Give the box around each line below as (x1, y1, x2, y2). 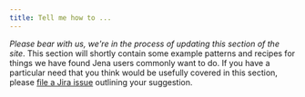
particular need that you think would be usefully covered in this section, (9, 67, 278, 78)
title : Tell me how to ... (9, 13, 112, 23)
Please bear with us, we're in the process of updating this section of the (9, 38, 280, 49)
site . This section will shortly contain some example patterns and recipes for (9, 47, 296, 59)
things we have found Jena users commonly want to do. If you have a (9, 57, 270, 68)
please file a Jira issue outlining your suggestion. (9, 76, 193, 87)
